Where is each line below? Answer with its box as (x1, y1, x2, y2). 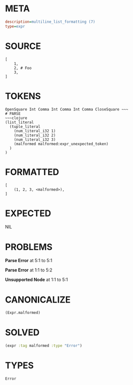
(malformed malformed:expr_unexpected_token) (14, 141, 109, 146)
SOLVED (5, 327, 40, 338)
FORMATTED (5, 166, 59, 178)
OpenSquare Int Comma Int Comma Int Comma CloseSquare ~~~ (5, 107, 129, 112)
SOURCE (5, 40, 41, 52)
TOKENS (5, 90, 41, 102)
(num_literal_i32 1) (14, 128, 56, 133)
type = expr (5, 24, 26, 29)
